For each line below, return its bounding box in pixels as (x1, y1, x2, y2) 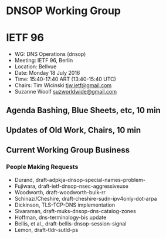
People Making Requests (6, 163, 79, 171)
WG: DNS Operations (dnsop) (14, 51, 86, 58)
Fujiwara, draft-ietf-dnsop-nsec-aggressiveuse (14, 182, 129, 190)
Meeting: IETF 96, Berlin (14, 57, 73, 64)
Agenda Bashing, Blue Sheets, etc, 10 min (6, 105, 161, 115)
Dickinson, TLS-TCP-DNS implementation (14, 201, 116, 208)
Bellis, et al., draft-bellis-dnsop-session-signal (14, 220, 127, 227)
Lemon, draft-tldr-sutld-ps (14, 226, 79, 233)
